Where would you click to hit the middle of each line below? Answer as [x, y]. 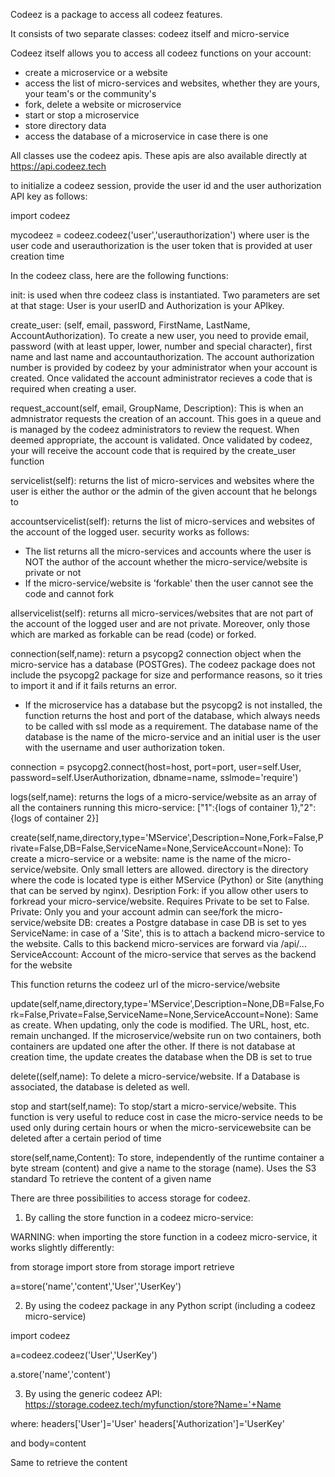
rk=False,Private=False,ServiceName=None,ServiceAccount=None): [151, 1014]
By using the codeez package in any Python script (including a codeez [170, 1305]
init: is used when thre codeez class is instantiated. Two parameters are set [165, 295]
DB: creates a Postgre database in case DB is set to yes [192, 922]
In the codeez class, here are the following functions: [119, 275]
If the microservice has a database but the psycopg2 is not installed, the [173, 705]
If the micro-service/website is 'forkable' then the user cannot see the [169, 583]
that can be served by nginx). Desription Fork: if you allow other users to [159, 890]
